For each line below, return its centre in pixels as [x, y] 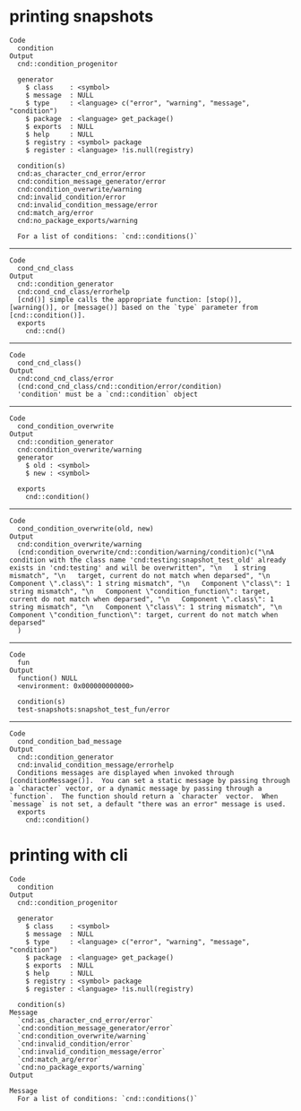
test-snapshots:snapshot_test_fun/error [94, 710]
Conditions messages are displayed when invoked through [126, 772]
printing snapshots [82, 17]
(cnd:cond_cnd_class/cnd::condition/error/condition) [120, 386]
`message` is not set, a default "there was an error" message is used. [148, 804]
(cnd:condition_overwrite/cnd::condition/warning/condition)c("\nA [146, 552]
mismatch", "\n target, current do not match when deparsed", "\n [140, 575]
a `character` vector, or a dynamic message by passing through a [136, 788]
